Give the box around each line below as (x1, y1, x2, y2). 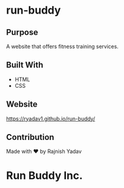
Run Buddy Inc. (6, 168, 83, 182)
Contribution (6, 132, 55, 142)
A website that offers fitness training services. (6, 43, 119, 50)
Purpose (6, 27, 39, 37)
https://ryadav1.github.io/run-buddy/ (6, 115, 96, 122)
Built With (6, 60, 43, 70)
